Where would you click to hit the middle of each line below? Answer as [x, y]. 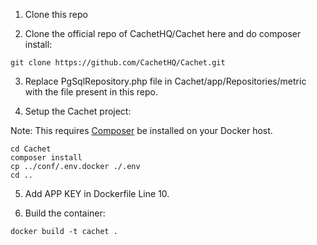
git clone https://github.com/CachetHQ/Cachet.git [118, 63]
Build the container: [65, 213]
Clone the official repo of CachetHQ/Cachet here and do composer [163, 33]
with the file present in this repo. [91, 92]
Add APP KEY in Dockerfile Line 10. [97, 193]
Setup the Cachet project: [78, 111]
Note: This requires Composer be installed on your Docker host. [141, 130]
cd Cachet [31, 149]
